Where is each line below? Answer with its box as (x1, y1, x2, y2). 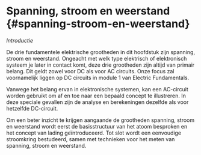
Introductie (6, 37, 33, 44)
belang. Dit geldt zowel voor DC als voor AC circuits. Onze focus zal (6, 67, 175, 74)
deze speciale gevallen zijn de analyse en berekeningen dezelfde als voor (6, 98, 189, 106)
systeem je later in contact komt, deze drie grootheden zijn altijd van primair (6, 61, 195, 68)
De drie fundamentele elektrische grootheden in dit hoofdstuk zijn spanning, (6, 48, 196, 55)
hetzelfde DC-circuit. (6, 105, 58, 112)
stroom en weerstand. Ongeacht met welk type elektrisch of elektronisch (6, 55, 187, 62)
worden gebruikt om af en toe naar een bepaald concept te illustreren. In (6, 92, 187, 99)
